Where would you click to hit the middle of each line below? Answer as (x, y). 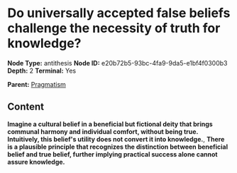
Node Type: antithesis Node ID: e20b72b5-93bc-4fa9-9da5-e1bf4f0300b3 (117, 63)
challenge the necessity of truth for (114, 28)
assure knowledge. (36, 162)
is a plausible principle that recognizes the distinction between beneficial (118, 147)
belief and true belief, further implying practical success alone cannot (112, 154)
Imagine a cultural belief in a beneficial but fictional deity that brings (110, 124)
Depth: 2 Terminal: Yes (42, 70)
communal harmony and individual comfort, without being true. (103, 131)
